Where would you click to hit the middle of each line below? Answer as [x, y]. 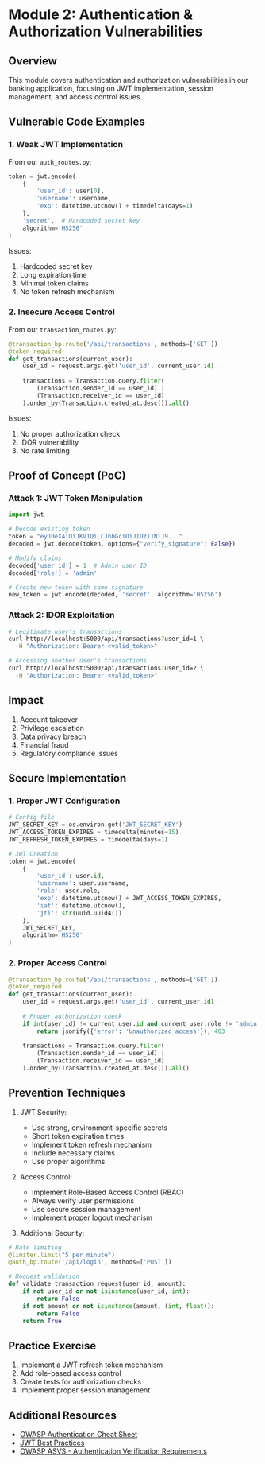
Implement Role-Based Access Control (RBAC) [108, 1192]
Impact [26, 700]
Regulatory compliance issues [69, 753]
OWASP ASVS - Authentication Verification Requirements [113, 1451]
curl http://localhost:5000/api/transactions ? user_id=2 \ [106, 668]
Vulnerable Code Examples [77, 122]
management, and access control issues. [75, 97]
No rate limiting [44, 450]
